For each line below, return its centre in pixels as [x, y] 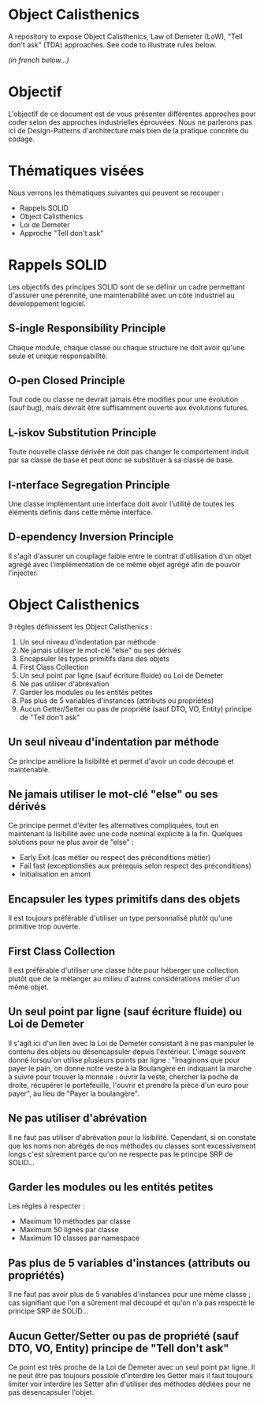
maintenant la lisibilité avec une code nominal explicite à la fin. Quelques [125, 834]
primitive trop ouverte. [44, 927]
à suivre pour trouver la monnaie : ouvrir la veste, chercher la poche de [123, 1076]
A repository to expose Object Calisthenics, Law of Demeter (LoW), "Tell [125, 36]
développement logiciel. [47, 303]
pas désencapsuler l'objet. [51, 1392]
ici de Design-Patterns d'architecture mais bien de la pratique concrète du [128, 130]
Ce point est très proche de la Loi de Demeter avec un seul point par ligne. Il [132, 1367]
